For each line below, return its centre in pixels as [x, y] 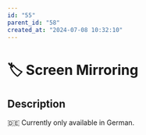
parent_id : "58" [34, 23]
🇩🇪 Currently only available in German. [71, 123]
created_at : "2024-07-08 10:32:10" [65, 30]
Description [36, 103]
